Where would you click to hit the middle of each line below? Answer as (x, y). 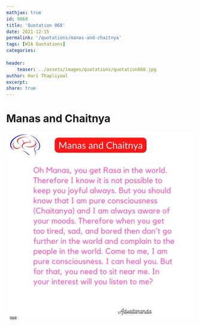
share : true (21, 89)
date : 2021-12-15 (28, 32)
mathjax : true (24, 13)
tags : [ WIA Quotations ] (36, 44)
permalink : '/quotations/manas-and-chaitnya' (64, 38)
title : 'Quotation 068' (36, 25)
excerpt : (17, 82)
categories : (21, 51)
